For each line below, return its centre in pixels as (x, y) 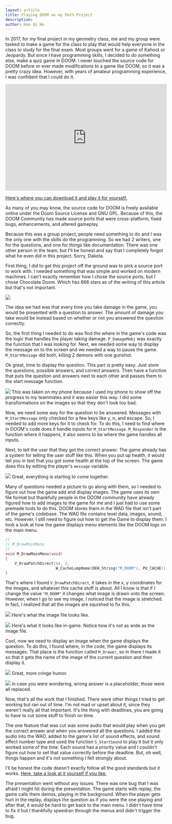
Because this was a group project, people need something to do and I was (84, 234)
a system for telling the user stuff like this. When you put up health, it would (85, 455)
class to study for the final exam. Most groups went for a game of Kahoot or (85, 50)
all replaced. (18, 689)
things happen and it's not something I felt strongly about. (66, 758)
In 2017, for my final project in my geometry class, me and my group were (83, 39)
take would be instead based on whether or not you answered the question (84, 318)
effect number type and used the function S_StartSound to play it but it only (84, 742)
